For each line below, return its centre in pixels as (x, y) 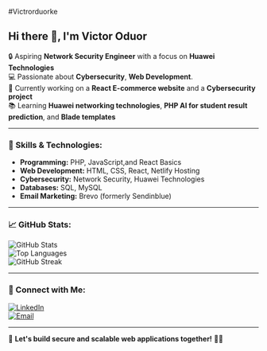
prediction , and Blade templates (62, 117)
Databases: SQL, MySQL (61, 188)
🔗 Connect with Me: (47, 290)
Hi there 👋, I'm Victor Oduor (78, 36)
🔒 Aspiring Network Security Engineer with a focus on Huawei (112, 56)
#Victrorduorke (33, 12)
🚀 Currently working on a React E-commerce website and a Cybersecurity (132, 88)
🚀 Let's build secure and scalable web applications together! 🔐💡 (116, 338)
